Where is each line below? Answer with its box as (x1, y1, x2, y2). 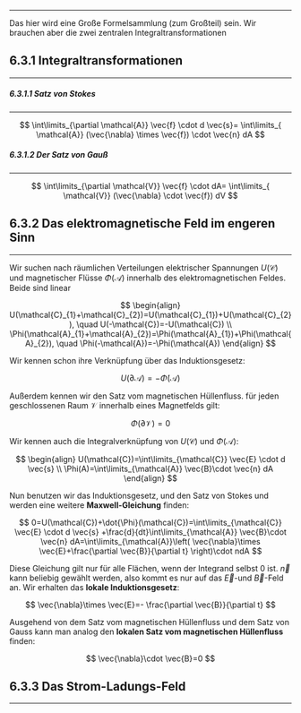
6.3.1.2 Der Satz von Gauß (9, 150, 108, 160)
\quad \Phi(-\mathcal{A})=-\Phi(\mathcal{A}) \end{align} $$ (56, 338, 276, 348)
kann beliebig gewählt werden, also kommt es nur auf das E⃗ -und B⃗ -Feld (9, 572, 284, 583)
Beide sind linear (9, 282, 72, 293)
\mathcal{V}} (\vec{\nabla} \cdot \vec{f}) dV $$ (63, 190, 238, 201)
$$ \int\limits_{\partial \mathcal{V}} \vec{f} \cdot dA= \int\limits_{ (30, 180, 271, 191)
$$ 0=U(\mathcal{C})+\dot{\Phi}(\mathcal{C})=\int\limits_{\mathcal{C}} (19, 517, 282, 528)
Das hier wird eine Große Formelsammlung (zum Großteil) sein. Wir (9, 18, 257, 28)
